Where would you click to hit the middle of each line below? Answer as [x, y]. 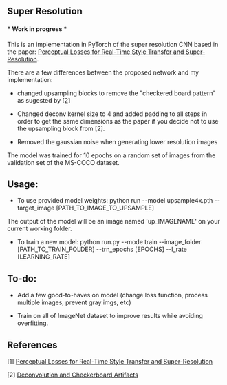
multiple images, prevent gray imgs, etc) [74, 302]
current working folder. [40, 229]
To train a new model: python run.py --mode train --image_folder [109, 242]
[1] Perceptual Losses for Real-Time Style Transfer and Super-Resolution [110, 362]
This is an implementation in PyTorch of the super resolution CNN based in [113, 44]
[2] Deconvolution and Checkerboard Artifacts [73, 375]
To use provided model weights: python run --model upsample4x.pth [115, 201]
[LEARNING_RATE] [44, 257]
